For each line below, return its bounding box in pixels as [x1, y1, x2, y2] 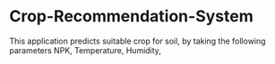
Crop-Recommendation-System [9, 6, 254, 27]
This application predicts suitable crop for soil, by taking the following [9, 36, 266, 46]
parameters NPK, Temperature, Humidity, [9, 44, 161, 55]
